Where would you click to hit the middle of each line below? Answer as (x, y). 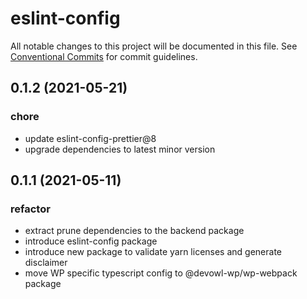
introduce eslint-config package (91, 241)
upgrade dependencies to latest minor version (120, 149)
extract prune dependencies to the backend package (134, 231)
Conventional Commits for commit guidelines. (104, 56)
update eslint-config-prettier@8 (90, 138)
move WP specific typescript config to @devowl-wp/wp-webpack (161, 273)
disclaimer (46, 263)
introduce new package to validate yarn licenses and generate (153, 252)
